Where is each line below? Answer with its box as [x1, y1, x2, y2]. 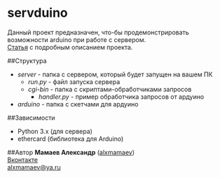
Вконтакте [7, 156, 39, 164]
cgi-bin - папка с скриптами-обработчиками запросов [27, 85, 192, 93]
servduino [7, 5, 68, 21]
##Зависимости [7, 114, 55, 122]
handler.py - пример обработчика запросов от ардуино [38, 93, 205, 101]
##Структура [7, 56, 47, 64]
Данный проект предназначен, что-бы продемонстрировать [7, 28, 189, 36]
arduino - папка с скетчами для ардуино [17, 100, 139, 108]
